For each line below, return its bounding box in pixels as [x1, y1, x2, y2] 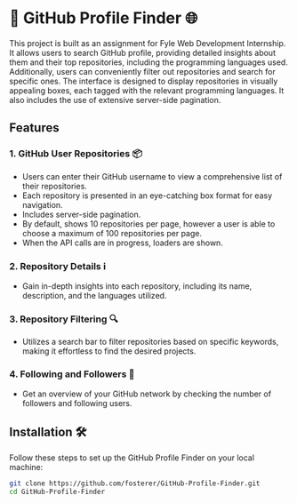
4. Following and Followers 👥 [9, 368, 135, 380]
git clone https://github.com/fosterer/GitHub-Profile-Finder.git [9, 479, 261, 488]
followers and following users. [21, 397, 132, 408]
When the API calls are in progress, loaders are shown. [21, 237, 224, 248]
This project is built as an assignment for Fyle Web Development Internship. [9, 37, 286, 48]
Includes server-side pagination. [21, 209, 141, 220]
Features [9, 120, 60, 136]
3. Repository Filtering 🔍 [9, 313, 118, 325]
